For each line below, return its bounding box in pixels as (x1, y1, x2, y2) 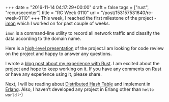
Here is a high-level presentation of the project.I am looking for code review (5, 45, 164, 51)
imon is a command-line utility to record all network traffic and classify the (5, 30, 160, 36)
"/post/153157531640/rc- (101, 10, 154, 16)
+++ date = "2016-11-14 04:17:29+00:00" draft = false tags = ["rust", (5, 5, 149, 10)
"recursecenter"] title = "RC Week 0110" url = (5, 10, 100, 16)
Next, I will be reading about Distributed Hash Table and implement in (5, 81, 151, 87)
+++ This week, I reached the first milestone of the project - (31, 15, 157, 21)
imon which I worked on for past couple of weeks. (5, 20, 110, 26)
